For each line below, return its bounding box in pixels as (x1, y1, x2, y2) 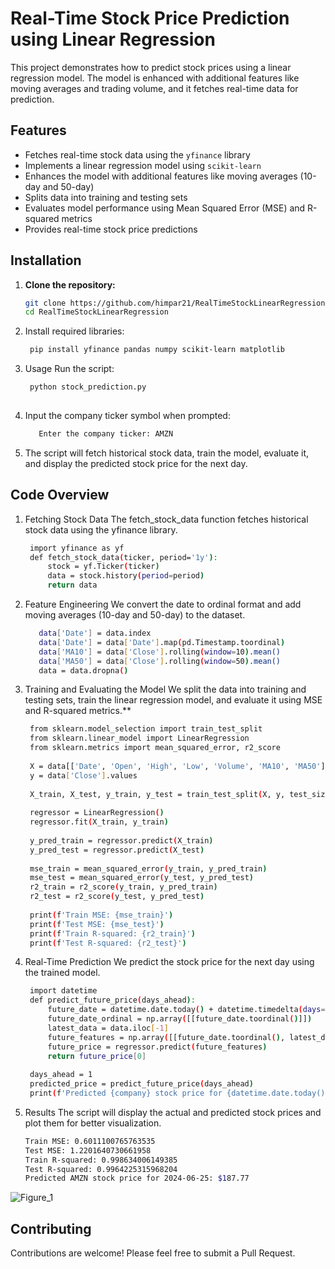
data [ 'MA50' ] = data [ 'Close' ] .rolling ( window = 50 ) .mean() (38, 656, 282, 666)
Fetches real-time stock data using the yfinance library (24, 148, 251, 161)
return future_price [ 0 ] (47, 1051, 147, 1061)
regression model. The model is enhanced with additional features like (10, 72, 300, 84)
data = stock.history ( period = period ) (47, 571, 205, 581)
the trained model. (24, 967, 101, 979)
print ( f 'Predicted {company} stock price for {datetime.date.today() (29, 1088, 326, 1098)
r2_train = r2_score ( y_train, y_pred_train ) (29, 882, 218, 892)
